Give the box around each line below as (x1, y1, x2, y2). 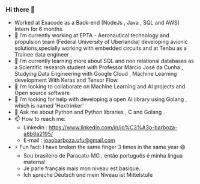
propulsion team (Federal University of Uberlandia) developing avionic (14, 38, 189, 46)
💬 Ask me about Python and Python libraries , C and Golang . (14, 108, 165, 116)
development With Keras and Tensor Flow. (14, 76, 120, 84)
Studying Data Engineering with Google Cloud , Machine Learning (14, 70, 177, 78)
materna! (23, 159, 46, 166)
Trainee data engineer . (14, 51, 73, 58)
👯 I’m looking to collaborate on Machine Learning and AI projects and (14, 83, 186, 90)
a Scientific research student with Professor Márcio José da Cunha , (14, 64, 184, 71)
